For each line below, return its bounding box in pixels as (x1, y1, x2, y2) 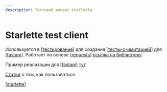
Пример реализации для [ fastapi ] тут (5, 62, 86, 68)
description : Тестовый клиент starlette (5, 7, 93, 13)
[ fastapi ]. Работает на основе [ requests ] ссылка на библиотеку (5, 51, 142, 57)
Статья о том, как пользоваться (5, 71, 75, 77)
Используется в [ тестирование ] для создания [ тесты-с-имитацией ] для (5, 46, 162, 52)
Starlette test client (5, 29, 88, 41)
